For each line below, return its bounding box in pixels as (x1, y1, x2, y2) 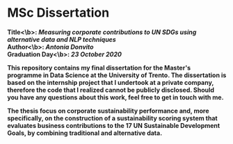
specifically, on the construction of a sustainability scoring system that (7, 113, 218, 122)
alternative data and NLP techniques (7, 35, 116, 43)
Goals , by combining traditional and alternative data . (7, 129, 163, 137)
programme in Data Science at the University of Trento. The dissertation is (7, 71, 227, 79)
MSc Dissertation (7, 5, 110, 21)
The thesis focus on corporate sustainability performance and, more (7, 106, 209, 115)
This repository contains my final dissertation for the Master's (7, 63, 191, 72)
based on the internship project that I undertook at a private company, (7, 78, 214, 86)
